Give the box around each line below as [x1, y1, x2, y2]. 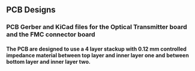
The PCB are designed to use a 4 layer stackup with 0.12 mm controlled [6, 45, 187, 52]
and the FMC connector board [6, 30, 95, 39]
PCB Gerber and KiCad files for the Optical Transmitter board [6, 23, 187, 31]
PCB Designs [6, 5, 56, 15]
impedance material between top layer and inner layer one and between [6, 51, 189, 59]
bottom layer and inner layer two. [6, 58, 91, 65]
